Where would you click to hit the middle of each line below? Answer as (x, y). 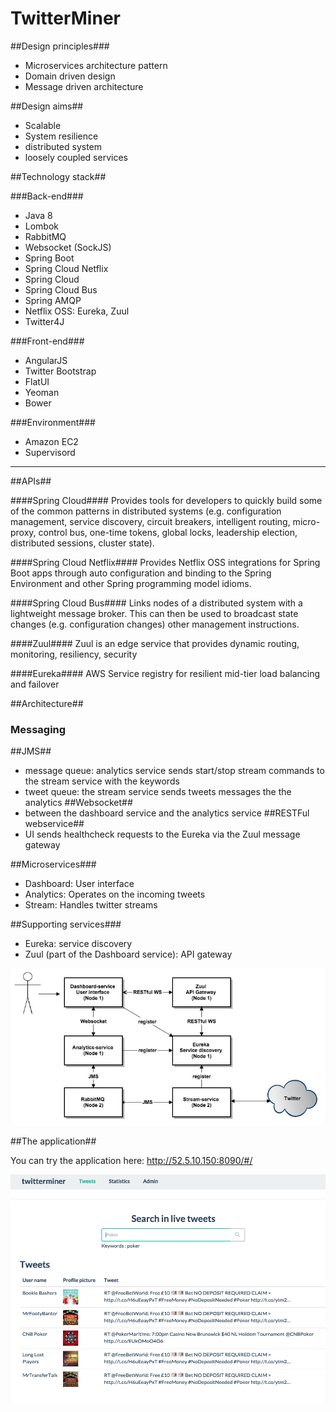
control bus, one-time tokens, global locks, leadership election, (168, 532)
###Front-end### (47, 341)
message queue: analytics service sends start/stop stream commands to (174, 771)
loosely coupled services (76, 157)
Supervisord (50, 452)
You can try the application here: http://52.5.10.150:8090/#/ (131, 1160)
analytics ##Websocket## (78, 803)
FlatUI (37, 381)
